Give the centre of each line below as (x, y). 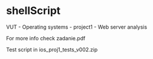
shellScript (33, 11)
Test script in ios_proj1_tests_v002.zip (52, 49)
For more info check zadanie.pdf (46, 38)
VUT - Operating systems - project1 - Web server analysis (77, 27)
